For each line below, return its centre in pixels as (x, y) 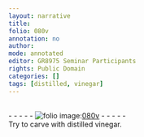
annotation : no (34, 39)
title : (20, 24)
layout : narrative (39, 16)
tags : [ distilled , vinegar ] (56, 83)
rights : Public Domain (47, 69)
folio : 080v (28, 31)
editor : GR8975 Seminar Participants (72, 62)
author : (22, 46)
